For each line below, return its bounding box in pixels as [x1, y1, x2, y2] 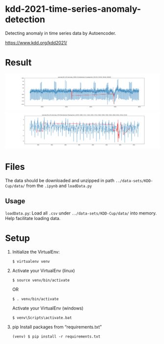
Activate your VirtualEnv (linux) [12, 267, 75, 274]
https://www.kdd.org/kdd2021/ [5, 39, 67, 45]
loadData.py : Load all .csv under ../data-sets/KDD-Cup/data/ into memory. [5, 210, 157, 216]
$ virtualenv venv [12, 259, 50, 264]
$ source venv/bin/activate [12, 278, 70, 282]
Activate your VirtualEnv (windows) [12, 305, 83, 311]
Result [5, 57, 32, 68]
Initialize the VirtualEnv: [12, 249, 60, 254]
